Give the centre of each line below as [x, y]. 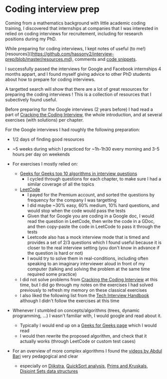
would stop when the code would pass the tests [76, 210]
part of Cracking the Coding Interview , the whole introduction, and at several [84, 114]
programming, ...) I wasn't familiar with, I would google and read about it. [87, 316]
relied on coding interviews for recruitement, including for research [74, 33]
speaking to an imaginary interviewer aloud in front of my [86, 263]
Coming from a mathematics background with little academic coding [75, 23]
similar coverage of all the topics [61, 184]
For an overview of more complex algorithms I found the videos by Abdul [87, 351]
